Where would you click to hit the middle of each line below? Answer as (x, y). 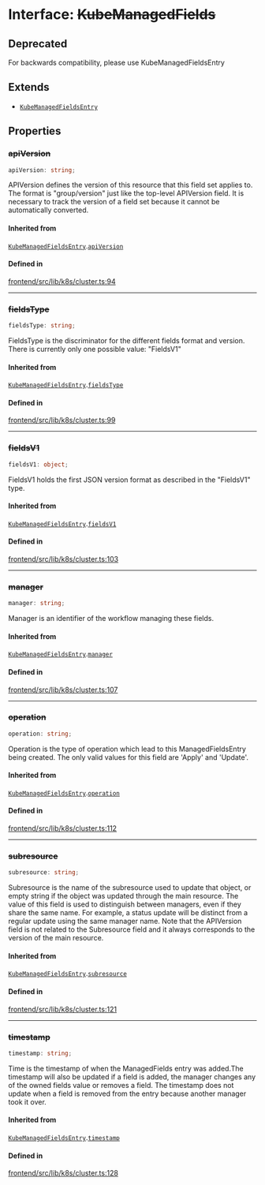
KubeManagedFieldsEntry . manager (60, 654)
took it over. (28, 1101)
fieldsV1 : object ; (38, 464)
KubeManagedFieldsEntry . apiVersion (66, 245)
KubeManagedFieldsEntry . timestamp (64, 1138)
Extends (29, 87)
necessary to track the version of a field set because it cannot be (114, 202)
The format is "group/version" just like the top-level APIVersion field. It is (126, 193)
